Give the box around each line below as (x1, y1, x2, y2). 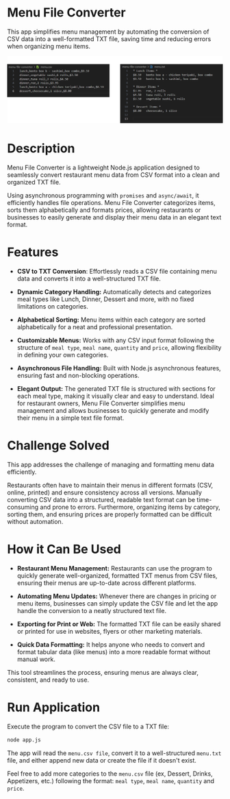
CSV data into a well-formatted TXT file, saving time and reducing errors (7, 34, 212, 43)
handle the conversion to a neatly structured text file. (16, 606, 166, 615)
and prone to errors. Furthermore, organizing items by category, (40, 503, 220, 511)
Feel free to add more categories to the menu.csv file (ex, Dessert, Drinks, (7, 770, 214, 778)
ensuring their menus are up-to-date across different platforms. (16, 578, 196, 587)
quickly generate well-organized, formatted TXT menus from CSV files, (16, 571, 218, 580)
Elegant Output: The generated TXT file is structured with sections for (16, 384, 216, 392)
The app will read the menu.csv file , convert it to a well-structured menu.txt (7, 749, 222, 757)
